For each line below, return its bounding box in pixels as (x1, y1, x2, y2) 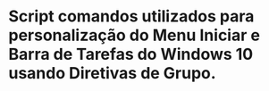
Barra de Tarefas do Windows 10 (8, 45, 254, 64)
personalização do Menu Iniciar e (8, 25, 261, 45)
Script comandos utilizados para (8, 6, 255, 27)
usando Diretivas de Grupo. (8, 63, 216, 84)
